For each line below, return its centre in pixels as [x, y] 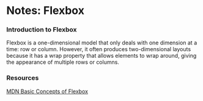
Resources [23, 78]
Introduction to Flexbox [42, 30]
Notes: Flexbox [45, 11]
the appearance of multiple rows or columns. [63, 62]
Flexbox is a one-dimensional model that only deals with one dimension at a [102, 43]
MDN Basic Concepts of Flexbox [47, 91]
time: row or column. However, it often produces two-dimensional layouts [99, 49]
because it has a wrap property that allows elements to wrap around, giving [102, 56]
